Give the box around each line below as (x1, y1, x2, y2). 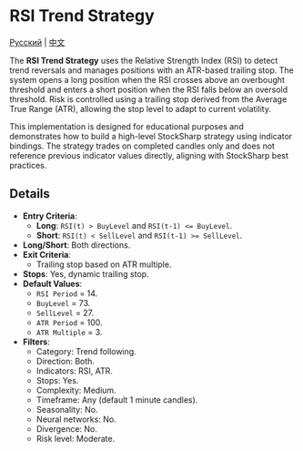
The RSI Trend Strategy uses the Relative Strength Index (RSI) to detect (9, 55, 278, 66)
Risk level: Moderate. (35, 433, 116, 444)
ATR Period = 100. (35, 316, 103, 328)
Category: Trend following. (35, 345, 136, 356)
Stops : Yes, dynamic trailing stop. (22, 268, 149, 279)
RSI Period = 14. (35, 288, 98, 299)
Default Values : (22, 278, 83, 289)
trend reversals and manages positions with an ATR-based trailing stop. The (9, 65, 294, 76)
